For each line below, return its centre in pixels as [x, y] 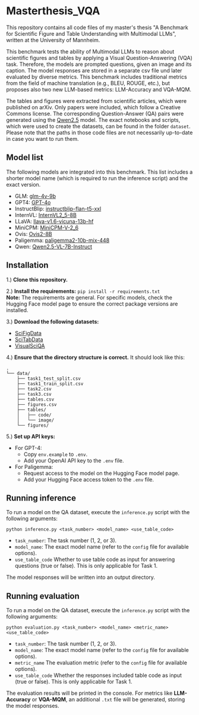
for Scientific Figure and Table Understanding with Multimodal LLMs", [91, 33]
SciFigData [28, 333]
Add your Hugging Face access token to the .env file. [89, 479]
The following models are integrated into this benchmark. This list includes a [99, 172]
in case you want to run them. [42, 138]
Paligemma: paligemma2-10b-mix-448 [62, 240]
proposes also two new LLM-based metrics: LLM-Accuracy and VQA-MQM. [99, 89]
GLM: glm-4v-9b [35, 196]
